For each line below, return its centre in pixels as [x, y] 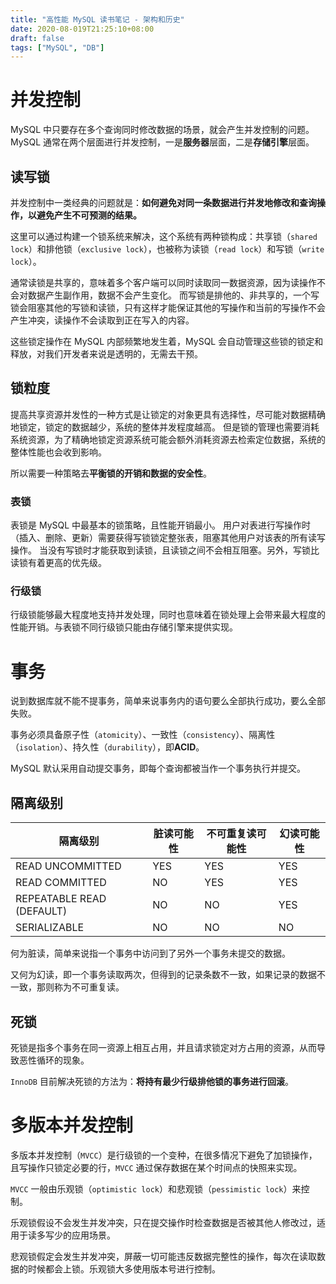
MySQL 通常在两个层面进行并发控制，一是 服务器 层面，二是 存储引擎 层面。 [162, 142]
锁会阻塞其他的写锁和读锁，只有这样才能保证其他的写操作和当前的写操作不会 [168, 307]
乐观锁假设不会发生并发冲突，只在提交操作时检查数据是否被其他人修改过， [163, 1222]
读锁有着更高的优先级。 [58, 563]
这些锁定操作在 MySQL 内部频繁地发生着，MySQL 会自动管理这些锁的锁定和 [167, 341]
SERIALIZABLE [50, 928]
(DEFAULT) [41, 911]
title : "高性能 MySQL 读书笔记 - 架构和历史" [97, 19]
